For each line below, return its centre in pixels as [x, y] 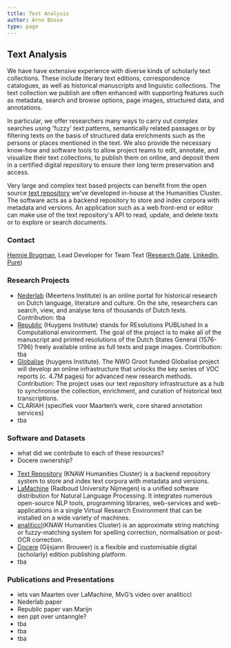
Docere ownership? [45, 460]
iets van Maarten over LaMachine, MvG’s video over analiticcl [104, 595]
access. [18, 173]
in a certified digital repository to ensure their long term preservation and [111, 165]
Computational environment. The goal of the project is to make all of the [119, 332]
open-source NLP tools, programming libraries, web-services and [111, 503]
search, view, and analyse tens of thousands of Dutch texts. [102, 310]
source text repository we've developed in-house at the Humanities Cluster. [114, 193]
